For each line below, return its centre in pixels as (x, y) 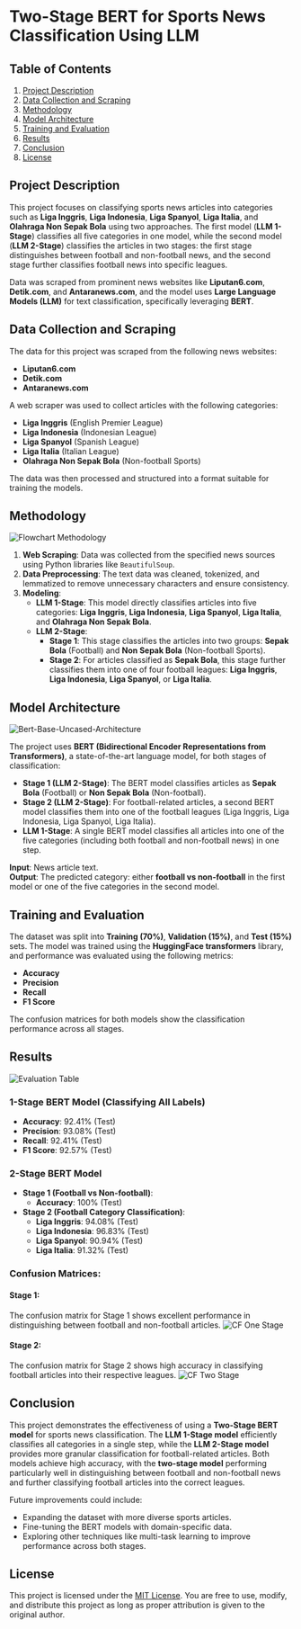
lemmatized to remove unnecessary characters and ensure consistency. (156, 584)
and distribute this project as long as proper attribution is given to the (137, 1605)
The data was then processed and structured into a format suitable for (139, 478)
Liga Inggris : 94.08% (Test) (87, 1222)
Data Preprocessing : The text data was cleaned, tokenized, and (141, 574)
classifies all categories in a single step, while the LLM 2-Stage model (139, 1444)
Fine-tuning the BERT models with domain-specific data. (127, 1526)
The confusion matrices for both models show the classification (127, 1019)
